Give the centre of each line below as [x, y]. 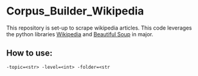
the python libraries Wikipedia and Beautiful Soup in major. [80, 34]
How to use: [30, 53]
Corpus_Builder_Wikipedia [75, 11]
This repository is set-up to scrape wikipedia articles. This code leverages [99, 28]
